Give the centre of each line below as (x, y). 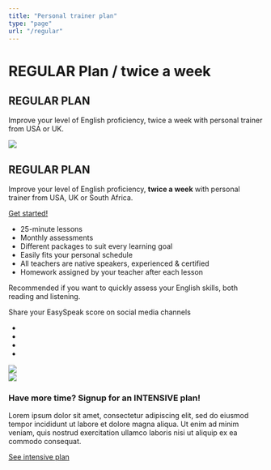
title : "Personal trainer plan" (63, 16)
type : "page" (30, 23)
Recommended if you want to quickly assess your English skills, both (123, 288)
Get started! (28, 214)
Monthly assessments (57, 238)
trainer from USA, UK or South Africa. (71, 198)
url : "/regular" (36, 31)
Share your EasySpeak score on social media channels (100, 312)
